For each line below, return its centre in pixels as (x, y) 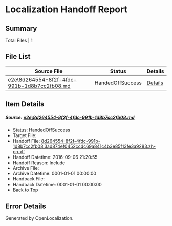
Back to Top (25, 190)
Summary (21, 28)
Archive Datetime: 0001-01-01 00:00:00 (54, 174)
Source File (49, 71)
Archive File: (26, 168)
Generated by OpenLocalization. (39, 218)
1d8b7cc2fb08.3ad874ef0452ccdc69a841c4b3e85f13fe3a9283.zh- (84, 146)
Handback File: (29, 179)
